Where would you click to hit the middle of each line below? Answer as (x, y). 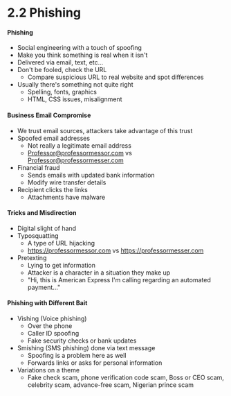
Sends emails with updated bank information (91, 175)
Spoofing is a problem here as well (77, 355)
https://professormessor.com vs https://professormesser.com (115, 250)
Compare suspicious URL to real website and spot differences (115, 77)
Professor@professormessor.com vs (80, 153)
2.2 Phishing (44, 13)
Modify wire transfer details (67, 182)
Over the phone (50, 326)
